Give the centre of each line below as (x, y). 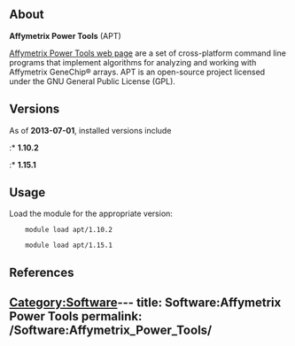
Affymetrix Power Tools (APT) (65, 35)
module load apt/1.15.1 (69, 246)
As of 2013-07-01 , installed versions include (90, 130)
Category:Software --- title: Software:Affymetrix (145, 303)
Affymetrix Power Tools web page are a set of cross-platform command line (147, 53)
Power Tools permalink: (76, 316)
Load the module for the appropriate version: (91, 214)
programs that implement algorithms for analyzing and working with (133, 62)
